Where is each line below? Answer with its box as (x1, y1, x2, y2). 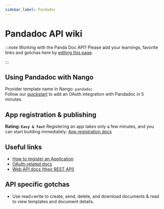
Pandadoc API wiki (5, 28, 83, 39)
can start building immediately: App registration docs (5, 129, 112, 135)
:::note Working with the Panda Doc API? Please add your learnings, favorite (5, 44, 158, 50)
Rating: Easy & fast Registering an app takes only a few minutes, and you (5, 124, 154, 129)
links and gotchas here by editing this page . (5, 49, 94, 55)
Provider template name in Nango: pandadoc (5, 86, 93, 92)
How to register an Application (12, 156, 74, 162)
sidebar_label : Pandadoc (5, 7, 56, 12)
